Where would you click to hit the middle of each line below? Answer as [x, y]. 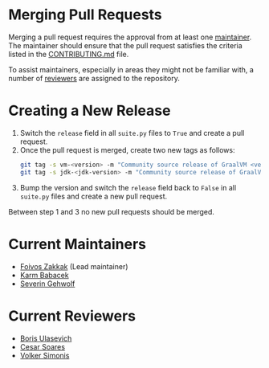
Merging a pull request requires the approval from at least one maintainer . [130, 37]
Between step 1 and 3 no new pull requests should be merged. [112, 211]
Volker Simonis [45, 355]
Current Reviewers [72, 316]
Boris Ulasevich [46, 338]
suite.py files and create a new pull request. [94, 196]
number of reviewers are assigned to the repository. [94, 78]
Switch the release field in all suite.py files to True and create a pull [132, 133]
